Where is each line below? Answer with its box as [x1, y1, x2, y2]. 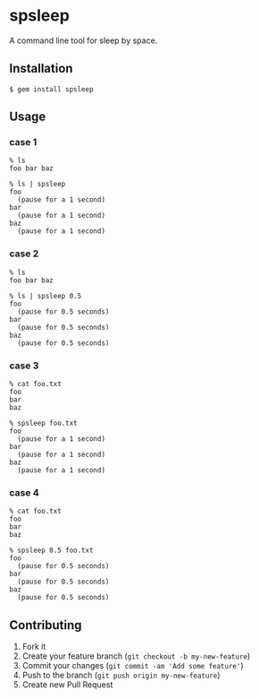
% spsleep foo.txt [9, 419, 78, 428]
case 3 [9, 359, 39, 372]
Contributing [9, 617, 82, 633]
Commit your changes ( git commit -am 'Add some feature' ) [21, 660, 244, 671]
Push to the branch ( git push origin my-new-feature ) [21, 669, 221, 681]
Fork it [21, 642, 46, 652]
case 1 [9, 136, 38, 149]
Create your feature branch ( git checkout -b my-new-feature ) [21, 651, 251, 661]
